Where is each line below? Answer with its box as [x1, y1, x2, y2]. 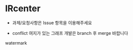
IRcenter [5, 3, 41, 14]
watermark [5, 40, 27, 46]
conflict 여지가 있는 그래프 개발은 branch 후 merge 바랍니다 [12, 30, 129, 36]
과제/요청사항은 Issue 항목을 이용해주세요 [12, 20, 92, 25]
